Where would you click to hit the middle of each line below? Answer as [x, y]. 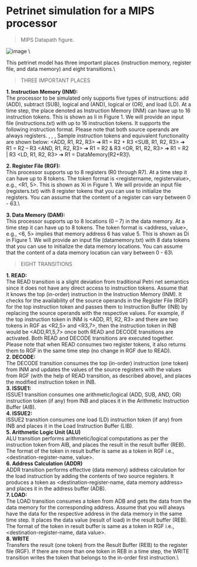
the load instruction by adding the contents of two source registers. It [90, 476]
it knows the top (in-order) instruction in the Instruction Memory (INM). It [94, 294]
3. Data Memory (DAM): [36, 215]
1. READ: [17, 275]
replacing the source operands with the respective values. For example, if [95, 313]
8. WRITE [18, 539]
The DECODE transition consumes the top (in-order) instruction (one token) [97, 363]
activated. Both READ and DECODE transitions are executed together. [90, 338]
